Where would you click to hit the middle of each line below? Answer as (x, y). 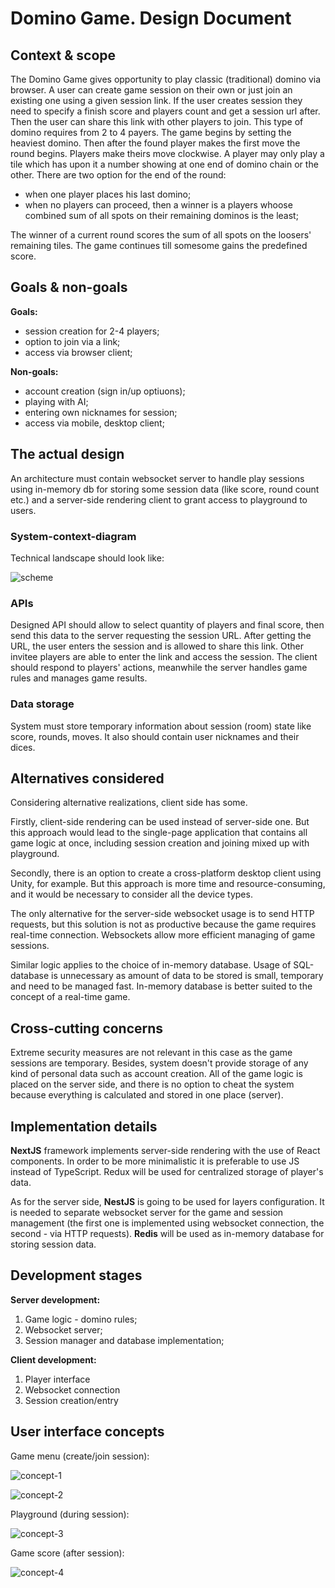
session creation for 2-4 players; (92, 331)
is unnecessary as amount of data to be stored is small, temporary (187, 976)
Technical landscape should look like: (87, 558)
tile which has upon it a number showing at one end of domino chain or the (164, 164)
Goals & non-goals (69, 287)
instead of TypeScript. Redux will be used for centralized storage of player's (167, 1171)
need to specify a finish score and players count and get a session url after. (165, 111)
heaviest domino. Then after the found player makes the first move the (155, 143)
